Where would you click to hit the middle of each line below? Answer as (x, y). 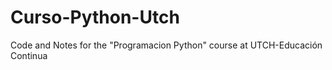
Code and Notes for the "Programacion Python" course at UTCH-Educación (166, 45)
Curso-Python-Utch (95, 17)
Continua (29, 55)
